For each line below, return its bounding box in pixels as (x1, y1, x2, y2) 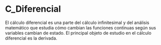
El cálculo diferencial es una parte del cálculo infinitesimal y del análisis (5, 20, 150, 25)
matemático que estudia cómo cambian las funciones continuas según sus (5, 24, 156, 30)
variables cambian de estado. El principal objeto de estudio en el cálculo (5, 30, 152, 36)
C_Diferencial (5, 3, 61, 15)
